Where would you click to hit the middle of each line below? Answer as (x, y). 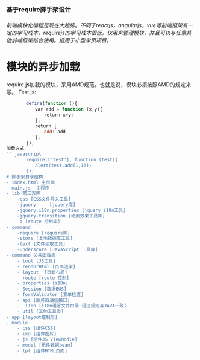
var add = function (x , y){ (69, 109)
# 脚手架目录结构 (25, 176)
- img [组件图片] (37, 334)
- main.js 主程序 (28, 188)
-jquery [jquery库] (46, 205)
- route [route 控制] (43, 278)
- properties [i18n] (43, 283)
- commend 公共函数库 (31, 256)
